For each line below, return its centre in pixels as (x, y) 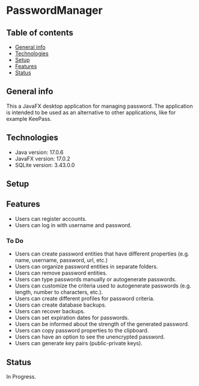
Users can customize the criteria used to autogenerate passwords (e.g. (103, 286)
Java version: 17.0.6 (39, 152)
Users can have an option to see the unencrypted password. (90, 337)
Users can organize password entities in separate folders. (86, 267)
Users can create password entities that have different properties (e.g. (102, 254)
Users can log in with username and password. (73, 225)
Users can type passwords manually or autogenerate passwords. (96, 280)
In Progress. (21, 376)
